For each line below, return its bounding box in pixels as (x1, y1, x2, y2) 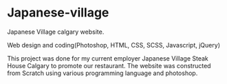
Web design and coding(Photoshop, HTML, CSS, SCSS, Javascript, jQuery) (7, 41, 220, 49)
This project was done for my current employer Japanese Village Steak (7, 54, 208, 63)
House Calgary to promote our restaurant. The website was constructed (7, 61, 211, 70)
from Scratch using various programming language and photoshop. (7, 69, 198, 77)
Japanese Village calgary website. (7, 28, 105, 36)
